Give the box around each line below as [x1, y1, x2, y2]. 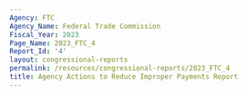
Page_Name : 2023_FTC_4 [9, 38, 96, 48]
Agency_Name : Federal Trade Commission [9, 22, 161, 31]
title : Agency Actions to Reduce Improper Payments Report [9, 72, 239, 81]
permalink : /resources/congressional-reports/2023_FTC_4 [9, 64, 231, 73]
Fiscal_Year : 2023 [9, 30, 79, 39]
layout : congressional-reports [9, 55, 129, 64]
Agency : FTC [9, 13, 55, 23]
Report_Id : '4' [9, 47, 67, 56]
